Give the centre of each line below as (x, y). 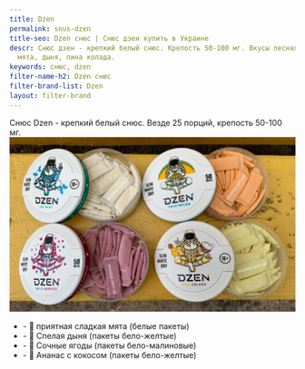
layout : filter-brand (50, 95)
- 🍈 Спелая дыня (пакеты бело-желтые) (99, 335)
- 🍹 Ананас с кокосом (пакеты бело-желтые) (109, 354)
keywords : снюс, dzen (50, 67)
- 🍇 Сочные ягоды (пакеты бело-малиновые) (109, 345)
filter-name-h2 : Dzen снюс (60, 77)
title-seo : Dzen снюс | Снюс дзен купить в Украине (109, 38)
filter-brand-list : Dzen (56, 86)
